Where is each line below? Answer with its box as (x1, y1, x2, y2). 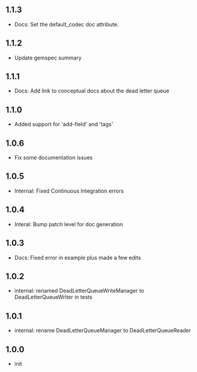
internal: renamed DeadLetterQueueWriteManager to (14, 287, 144, 295)
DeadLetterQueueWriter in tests (14, 293, 93, 301)
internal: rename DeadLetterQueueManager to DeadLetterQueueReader (14, 327, 191, 334)
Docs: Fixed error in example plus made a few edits (14, 254, 141, 261)
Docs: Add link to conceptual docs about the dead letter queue (14, 87, 169, 95)
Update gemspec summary (14, 54, 82, 61)
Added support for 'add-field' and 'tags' (14, 121, 113, 128)
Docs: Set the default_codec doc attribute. (14, 20, 119, 28)
